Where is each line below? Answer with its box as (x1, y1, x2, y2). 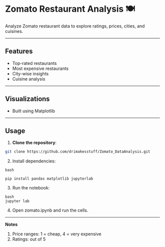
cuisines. (5, 28, 24, 34)
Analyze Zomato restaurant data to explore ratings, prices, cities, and (5, 23, 145, 29)
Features (5, 47, 33, 56)
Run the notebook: (12, 185, 50, 191)
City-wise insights (12, 70, 49, 76)
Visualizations (5, 95, 50, 103)
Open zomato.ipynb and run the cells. (12, 207, 88, 214)
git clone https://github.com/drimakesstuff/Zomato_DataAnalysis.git (5, 149, 151, 154)
